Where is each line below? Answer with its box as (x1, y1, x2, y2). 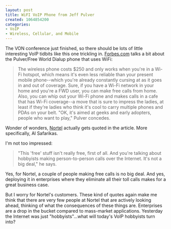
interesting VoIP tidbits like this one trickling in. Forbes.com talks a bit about (5, 51, 164, 57)
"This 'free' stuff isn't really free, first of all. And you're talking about (17, 150, 162, 156)
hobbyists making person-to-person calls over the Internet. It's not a (17, 155, 162, 162)
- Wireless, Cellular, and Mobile (5, 31, 79, 36)
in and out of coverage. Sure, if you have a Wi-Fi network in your (17, 82, 154, 88)
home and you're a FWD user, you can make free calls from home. (17, 88, 157, 94)
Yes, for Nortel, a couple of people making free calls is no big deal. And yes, (5, 171, 165, 177)
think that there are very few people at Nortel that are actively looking (5, 197, 152, 203)
